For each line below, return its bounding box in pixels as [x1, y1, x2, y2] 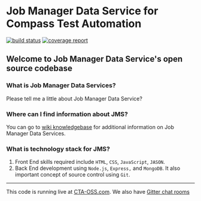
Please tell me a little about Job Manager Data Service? [6, 95, 142, 102]
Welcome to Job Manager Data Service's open [6, 54, 183, 64]
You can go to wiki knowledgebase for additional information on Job [6, 123, 175, 130]
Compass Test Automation [6, 17, 142, 31]
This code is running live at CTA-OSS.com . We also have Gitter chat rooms [6, 188, 190, 196]
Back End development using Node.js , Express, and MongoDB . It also [14, 165, 181, 172]
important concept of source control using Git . [14, 171, 130, 178]
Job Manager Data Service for [6, 4, 159, 18]
